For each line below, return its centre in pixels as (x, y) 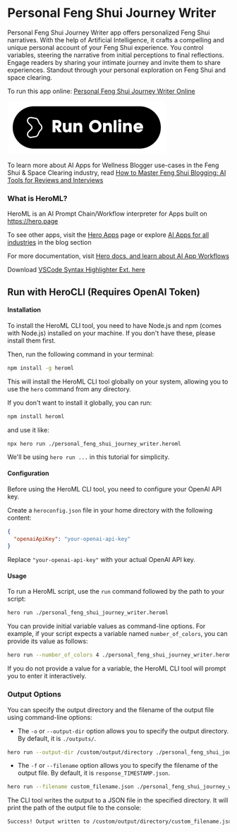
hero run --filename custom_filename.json (71, 787)
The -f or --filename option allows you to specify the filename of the (118, 766)
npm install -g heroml (41, 368)
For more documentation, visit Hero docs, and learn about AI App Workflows (118, 256)
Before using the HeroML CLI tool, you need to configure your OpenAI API (115, 489)
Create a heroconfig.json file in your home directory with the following (110, 510)
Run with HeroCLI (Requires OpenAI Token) (104, 292)
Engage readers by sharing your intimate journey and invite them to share (114, 62)
